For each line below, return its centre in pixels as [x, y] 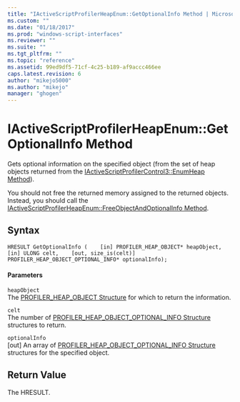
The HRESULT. [29, 392]
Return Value [37, 375]
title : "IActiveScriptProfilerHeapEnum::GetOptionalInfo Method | [108, 14]
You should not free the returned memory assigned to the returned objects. [118, 193]
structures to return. [37, 325]
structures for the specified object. [59, 353]
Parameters [25, 275]
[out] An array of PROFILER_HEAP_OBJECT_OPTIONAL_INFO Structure [111, 345]
